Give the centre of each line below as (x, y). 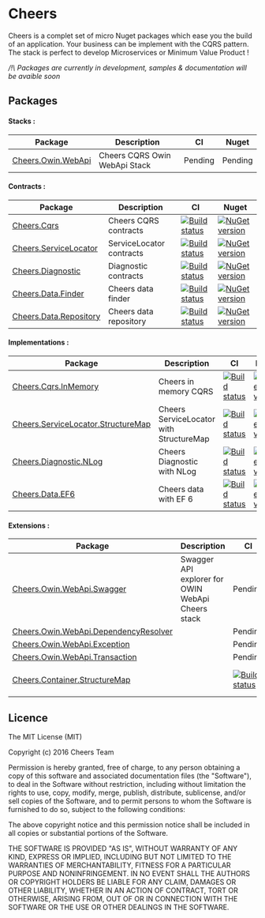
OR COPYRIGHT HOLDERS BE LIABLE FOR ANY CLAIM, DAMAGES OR (122, 882)
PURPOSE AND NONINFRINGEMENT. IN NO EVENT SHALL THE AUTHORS (129, 873)
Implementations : (39, 342)
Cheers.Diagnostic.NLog (58, 461)
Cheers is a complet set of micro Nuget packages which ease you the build (130, 36)
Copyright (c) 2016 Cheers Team (61, 752)
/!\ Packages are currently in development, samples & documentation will (127, 67)
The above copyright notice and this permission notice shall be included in (129, 824)
